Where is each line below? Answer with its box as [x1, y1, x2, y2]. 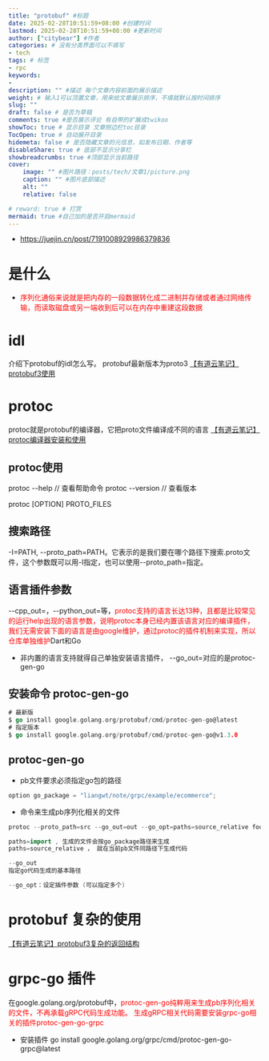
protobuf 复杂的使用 [8, 910, 142, 929]
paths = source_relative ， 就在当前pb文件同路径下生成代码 [8, 845, 188, 853]
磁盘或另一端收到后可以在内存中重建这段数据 [54, 303, 203, 312]
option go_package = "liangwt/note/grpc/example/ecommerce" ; [8, 791, 217, 799]
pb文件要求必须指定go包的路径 [19, 775, 122, 785]
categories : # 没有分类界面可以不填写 [8, 42, 125, 50]
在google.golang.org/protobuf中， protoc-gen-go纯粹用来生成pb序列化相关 [8, 998, 256, 1007]
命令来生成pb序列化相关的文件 [19, 806, 120, 817]
